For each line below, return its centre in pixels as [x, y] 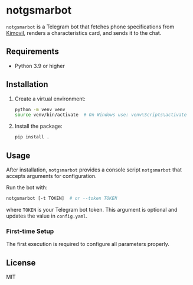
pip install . [32, 137]
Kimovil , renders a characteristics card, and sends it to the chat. [84, 33]
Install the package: [39, 126]
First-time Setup [30, 231]
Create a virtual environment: [50, 99]
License [21, 263]
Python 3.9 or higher [40, 66]
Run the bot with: [27, 187]
